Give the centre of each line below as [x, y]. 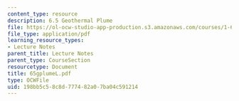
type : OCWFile [28, 80]
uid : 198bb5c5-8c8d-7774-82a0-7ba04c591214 [73, 87]
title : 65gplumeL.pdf [39, 73]
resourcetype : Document [43, 67]
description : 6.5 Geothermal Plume [60, 21]
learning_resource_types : [46, 41]
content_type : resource [43, 14]
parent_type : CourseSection [49, 60]
